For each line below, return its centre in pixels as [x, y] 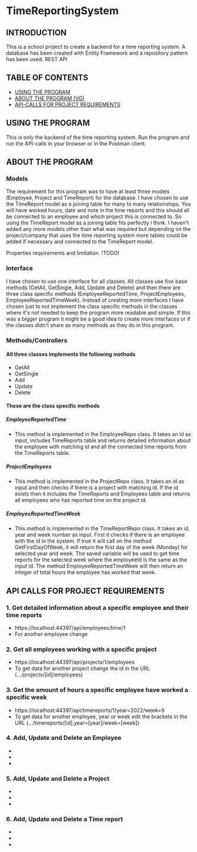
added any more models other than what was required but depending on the [98, 229]
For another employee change [51, 634]
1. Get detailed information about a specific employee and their [98, 607]
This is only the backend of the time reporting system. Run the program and [98, 137]
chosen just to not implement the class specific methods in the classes [92, 306]
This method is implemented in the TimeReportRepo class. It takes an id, [102, 529]
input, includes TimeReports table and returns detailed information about [103, 441]
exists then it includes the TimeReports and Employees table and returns [102, 494]
